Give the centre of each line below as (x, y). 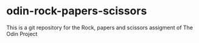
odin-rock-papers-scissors (77, 11)
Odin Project (22, 33)
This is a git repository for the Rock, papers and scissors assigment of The (100, 27)
